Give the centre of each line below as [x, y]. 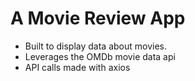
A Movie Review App [98, 18]
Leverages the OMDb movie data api [100, 56]
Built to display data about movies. [96, 46]
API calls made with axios [77, 67]
